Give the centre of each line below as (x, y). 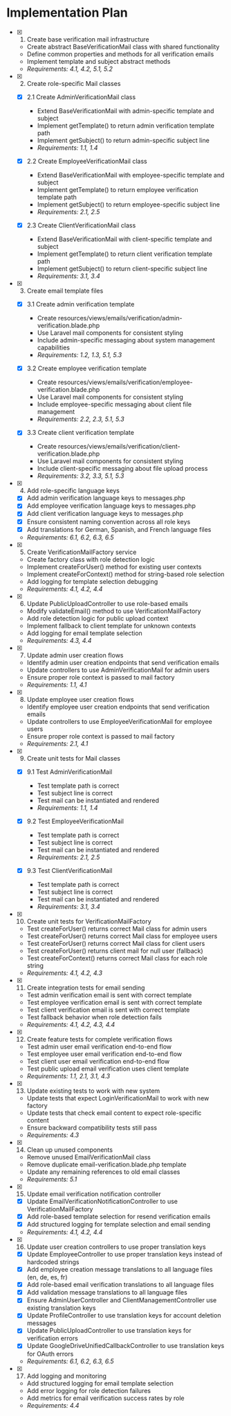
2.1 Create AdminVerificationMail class (81, 97)
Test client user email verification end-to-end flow (98, 1061)
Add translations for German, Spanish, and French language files (119, 529)
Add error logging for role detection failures (89, 1390)
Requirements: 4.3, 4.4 (59, 640)
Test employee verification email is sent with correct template (114, 1002)
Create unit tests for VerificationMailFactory (89, 921)
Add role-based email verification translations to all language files (120, 1285)
